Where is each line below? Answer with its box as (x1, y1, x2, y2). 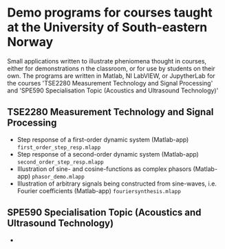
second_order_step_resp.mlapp (17, 159, 105, 166)
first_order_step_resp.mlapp (17, 143, 101, 151)
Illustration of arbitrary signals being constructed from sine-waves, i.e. (17, 179, 217, 188)
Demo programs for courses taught (7, 5, 213, 21)
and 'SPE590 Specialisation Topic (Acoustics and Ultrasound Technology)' (7, 86, 219, 94)
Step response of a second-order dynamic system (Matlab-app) (17, 150, 200, 158)
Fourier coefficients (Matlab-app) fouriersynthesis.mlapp (17, 186, 181, 195)
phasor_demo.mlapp (32, 173, 85, 180)
